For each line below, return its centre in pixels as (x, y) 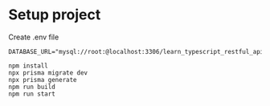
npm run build (32, 87)
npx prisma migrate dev (48, 73)
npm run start (32, 94)
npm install (28, 66)
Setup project (55, 15)
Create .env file (34, 37)
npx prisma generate (43, 79)
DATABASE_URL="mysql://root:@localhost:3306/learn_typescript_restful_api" (138, 51)
